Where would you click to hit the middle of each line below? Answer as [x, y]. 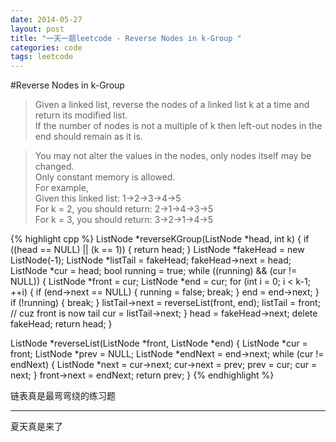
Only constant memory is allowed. [105, 177]
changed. [54, 167]
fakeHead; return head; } [61, 324]
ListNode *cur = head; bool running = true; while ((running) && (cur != [154, 271]
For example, [61, 188]
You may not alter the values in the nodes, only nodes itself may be [173, 156]
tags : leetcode [42, 57]
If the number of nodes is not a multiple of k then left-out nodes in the [178, 126]
